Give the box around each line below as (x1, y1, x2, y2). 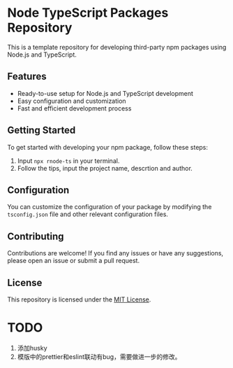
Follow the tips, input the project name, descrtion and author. (17, 164, 193, 172)
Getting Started (7, 125, 76, 136)
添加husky (17, 344, 47, 352)
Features (7, 71, 47, 83)
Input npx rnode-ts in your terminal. (17, 156, 120, 165)
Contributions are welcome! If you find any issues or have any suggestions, (7, 249, 224, 257)
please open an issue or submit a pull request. (7, 257, 140, 265)
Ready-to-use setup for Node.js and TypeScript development (17, 89, 194, 97)
